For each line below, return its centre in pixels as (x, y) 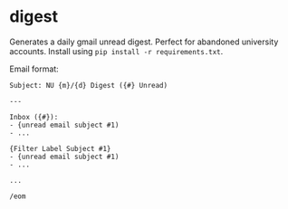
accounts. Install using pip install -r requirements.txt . (116, 51)
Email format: (34, 69)
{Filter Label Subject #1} (60, 148)
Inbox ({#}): (34, 117)
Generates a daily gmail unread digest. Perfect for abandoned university (144, 42)
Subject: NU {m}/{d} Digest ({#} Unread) (89, 85)
